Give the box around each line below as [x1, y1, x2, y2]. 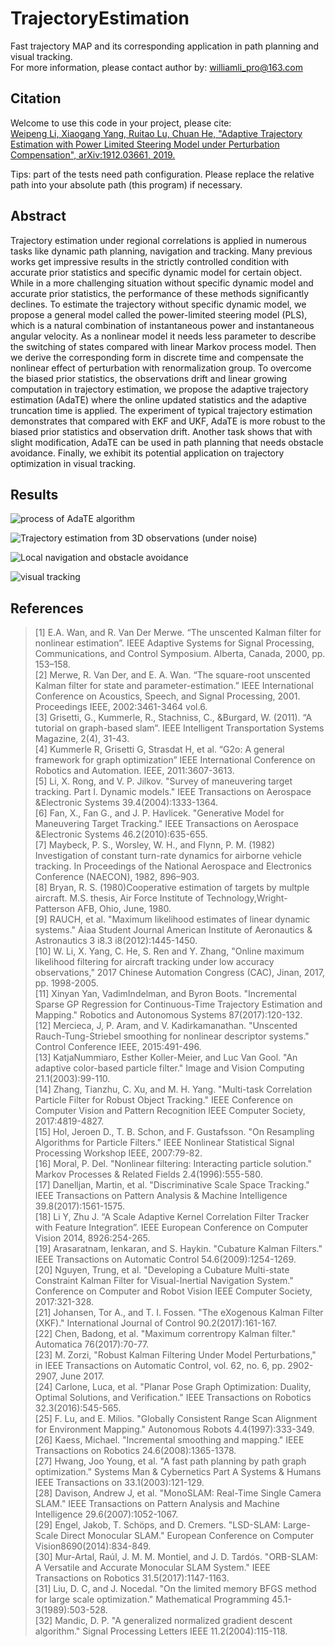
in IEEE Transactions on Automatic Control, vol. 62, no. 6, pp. [34, 1360, 286, 1372]
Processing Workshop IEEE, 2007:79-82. [34, 1147, 203, 1159]
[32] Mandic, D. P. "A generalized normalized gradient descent [34, 1615, 293, 1627]
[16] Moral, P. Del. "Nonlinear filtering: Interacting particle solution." [34, 1158, 313, 1170]
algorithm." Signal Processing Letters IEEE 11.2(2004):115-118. [34, 1625, 288, 1637]
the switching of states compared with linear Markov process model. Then [10, 340, 317, 352]
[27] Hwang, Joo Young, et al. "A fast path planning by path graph [34, 1455, 307, 1467]
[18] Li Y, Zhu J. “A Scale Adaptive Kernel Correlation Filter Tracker [34, 1211, 310, 1223]
